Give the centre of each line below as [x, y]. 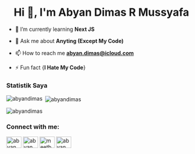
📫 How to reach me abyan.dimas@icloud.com [74, 53]
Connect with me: [33, 127]
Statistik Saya [27, 85]
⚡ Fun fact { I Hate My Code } [50, 67]
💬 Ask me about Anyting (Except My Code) [69, 41]
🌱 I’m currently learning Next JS [55, 29]
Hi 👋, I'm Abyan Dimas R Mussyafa [101, 12]
